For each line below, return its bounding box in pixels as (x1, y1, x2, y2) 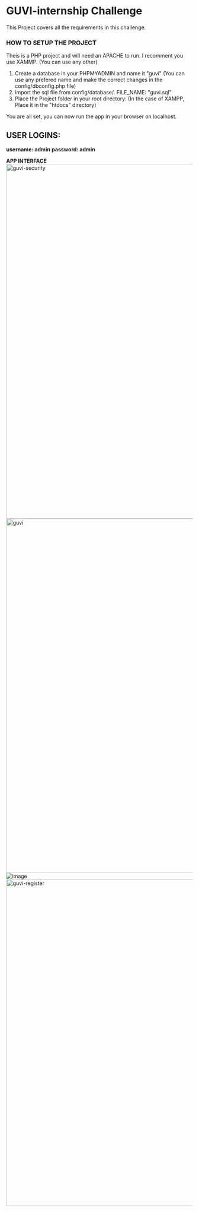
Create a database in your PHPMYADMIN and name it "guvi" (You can (14, 70, 185, 77)
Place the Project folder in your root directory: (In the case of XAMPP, (14, 95, 185, 102)
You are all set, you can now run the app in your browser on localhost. (6, 113, 177, 120)
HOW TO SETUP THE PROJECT (6, 39, 97, 47)
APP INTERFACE (6, 157, 47, 164)
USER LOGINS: (6, 130, 61, 140)
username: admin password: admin (6, 146, 96, 153)
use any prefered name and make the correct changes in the (14, 76, 163, 84)
